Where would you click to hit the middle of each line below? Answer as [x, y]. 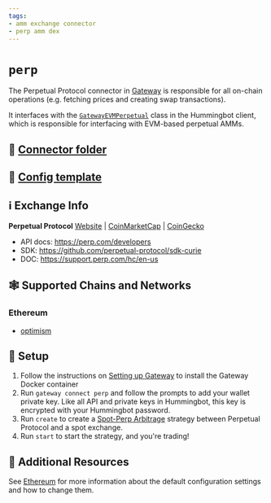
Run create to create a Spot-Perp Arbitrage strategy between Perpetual [140, 419]
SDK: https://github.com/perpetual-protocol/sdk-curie [111, 250]
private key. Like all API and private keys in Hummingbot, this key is [133, 402]
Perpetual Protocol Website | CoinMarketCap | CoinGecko [107, 225]
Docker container [49, 384]
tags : [17, 16]
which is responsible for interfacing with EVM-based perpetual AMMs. [126, 124]
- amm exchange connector [52, 24]
